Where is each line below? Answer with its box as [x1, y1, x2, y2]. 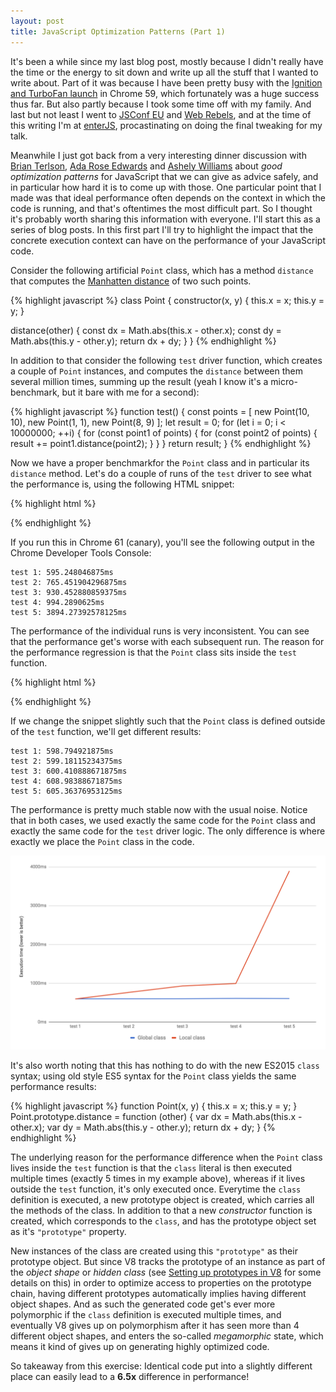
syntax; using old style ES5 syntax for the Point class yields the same [10, 1070, 297, 1082]
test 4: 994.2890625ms [10, 597, 105, 607]
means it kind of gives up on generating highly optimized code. [10, 1340, 270, 1352]
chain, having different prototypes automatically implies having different [10, 1287, 307, 1299]
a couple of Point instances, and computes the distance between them [10, 365, 303, 377]
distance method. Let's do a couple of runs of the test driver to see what [10, 467, 312, 479]
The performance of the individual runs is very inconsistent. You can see [10, 625, 310, 637]
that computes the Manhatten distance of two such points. [10, 275, 252, 287]
